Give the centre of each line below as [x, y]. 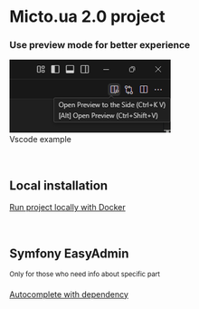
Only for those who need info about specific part [85, 275]
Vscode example [41, 140]
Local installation [59, 185]
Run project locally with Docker [67, 208]
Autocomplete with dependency [69, 294]
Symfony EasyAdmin [69, 253]
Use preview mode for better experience [100, 45]
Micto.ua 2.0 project [87, 17]
